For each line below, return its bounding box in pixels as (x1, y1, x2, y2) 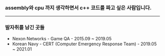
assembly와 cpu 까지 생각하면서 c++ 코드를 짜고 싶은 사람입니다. (5, 4, 152, 11)
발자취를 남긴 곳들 (5, 24, 45, 31)
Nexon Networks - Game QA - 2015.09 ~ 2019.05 (12, 35, 112, 41)
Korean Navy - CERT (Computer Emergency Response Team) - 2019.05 (12, 41, 157, 47)
